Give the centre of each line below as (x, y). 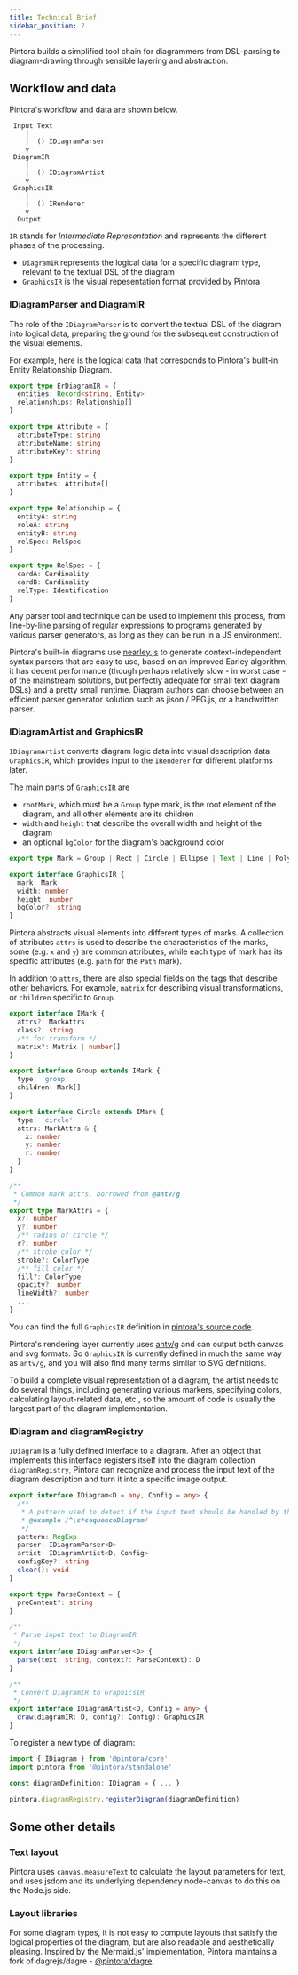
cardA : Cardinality (53, 574)
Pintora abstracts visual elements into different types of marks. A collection (146, 933)
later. (19, 770)
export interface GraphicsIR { (67, 874)
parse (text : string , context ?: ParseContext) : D (109, 1659)
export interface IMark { (57, 1014)
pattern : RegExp (47, 1537)
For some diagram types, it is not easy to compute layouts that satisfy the (143, 1933)
